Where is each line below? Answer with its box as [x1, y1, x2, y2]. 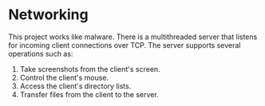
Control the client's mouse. [19, 73, 109, 82]
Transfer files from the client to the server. [19, 89, 159, 99]
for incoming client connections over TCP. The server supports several [8, 40, 241, 49]
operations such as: [8, 49, 73, 58]
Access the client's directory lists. [19, 81, 132, 91]
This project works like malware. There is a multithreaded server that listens [8, 32, 258, 41]
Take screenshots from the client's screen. [19, 64, 161, 73]
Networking [8, 6, 89, 24]
